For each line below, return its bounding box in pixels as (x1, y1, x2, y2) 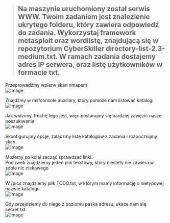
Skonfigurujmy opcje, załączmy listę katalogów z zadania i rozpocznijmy (5, 133, 157, 139)
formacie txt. (17, 68, 60, 77)
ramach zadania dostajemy (67, 53, 156, 61)
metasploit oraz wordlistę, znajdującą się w (17, 36, 159, 45)
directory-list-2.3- (105, 44, 165, 53)
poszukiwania (5, 118, 35, 124)
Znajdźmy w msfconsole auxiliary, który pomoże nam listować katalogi (5, 97, 154, 103)
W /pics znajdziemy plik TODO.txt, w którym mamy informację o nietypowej (5, 180, 164, 186)
